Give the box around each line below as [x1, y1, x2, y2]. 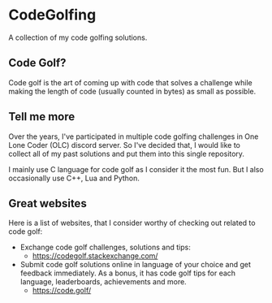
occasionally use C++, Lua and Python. [8, 173, 140, 183]
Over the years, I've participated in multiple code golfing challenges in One [8, 132, 259, 141]
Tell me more [8, 110, 76, 123]
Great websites [8, 197, 87, 210]
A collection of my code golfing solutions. [8, 32, 148, 42]
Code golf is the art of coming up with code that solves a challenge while [8, 77, 253, 87]
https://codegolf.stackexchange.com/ [32, 251, 158, 261]
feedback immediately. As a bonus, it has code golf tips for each [19, 268, 236, 278]
